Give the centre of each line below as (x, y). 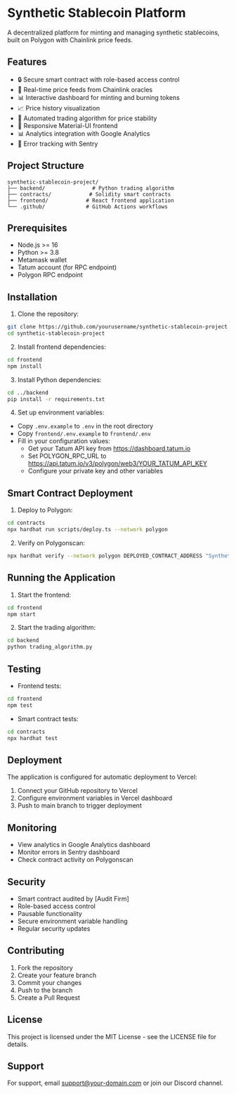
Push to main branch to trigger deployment (79, 806)
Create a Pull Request (49, 998)
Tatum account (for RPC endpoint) (67, 267)
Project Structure (46, 166)
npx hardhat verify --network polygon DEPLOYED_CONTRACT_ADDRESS (105, 556)
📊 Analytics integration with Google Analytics (84, 133)
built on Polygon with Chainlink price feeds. (70, 39)
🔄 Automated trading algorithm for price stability (87, 118)
